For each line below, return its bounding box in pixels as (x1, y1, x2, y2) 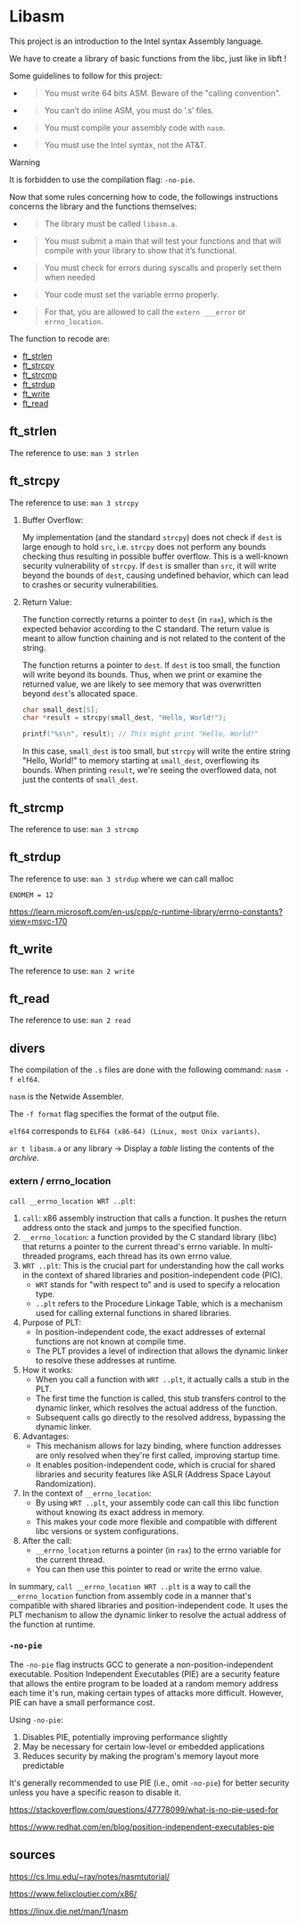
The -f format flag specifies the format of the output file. (9, 1109, 220, 1120)
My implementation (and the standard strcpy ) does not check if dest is (21, 531, 283, 542)
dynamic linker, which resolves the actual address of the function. (35, 1402, 278, 1412)
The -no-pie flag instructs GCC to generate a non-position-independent (9, 1659, 274, 1670)
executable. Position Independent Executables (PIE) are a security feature (9, 1668, 280, 1679)
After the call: (21, 1535, 72, 1546)
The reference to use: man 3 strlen (9, 447, 139, 458)
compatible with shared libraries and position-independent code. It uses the (9, 1600, 288, 1611)
